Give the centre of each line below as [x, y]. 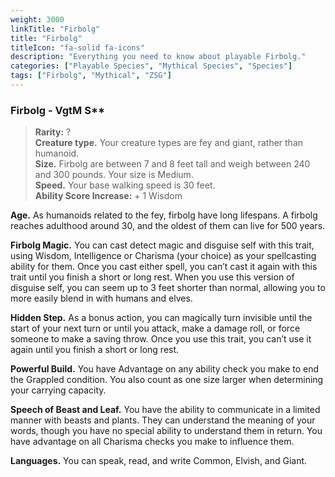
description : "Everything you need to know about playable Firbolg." [158, 57]
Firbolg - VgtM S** [57, 110]
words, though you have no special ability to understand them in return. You [166, 431]
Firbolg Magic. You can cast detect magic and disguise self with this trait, [162, 245]
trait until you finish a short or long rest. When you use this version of [152, 277]
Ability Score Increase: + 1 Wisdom [108, 196]
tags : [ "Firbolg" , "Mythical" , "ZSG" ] [91, 76]
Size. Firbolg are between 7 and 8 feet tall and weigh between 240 [172, 164]
